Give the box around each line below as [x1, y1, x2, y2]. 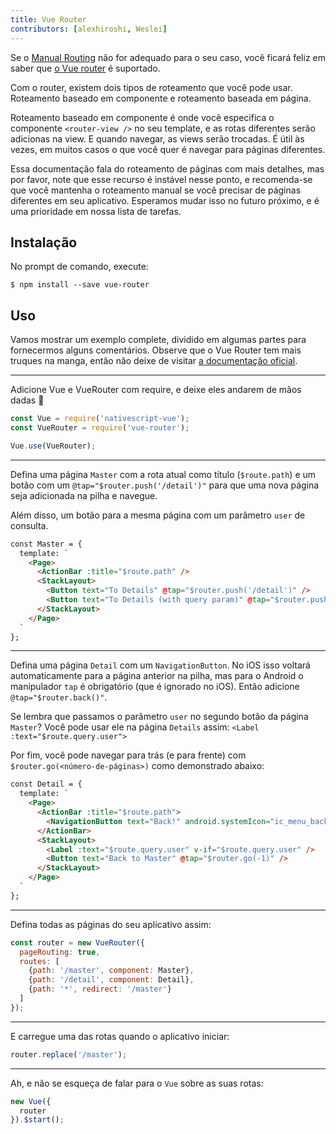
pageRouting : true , [19, 947, 101, 957]
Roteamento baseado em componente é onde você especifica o [10, 111, 275, 123]
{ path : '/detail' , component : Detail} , [28, 975, 195, 985]
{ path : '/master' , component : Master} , [28, 966, 195, 976]
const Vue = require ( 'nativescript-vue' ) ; [10, 414, 190, 424]
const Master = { [10, 539, 83, 549]
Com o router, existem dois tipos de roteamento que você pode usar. [10, 81, 293, 93]
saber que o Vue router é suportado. [10, 62, 161, 74]
